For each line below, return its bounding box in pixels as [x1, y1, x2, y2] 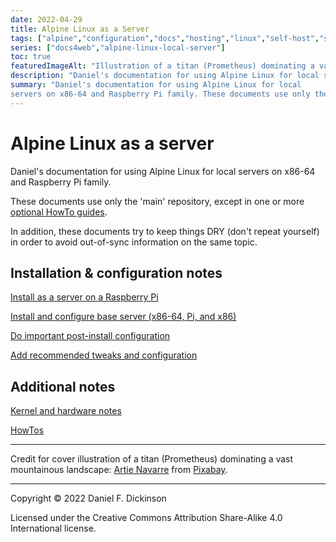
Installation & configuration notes [10, 264, 223, 281]
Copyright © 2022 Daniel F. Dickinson [10, 492, 167, 505]
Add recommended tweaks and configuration [10, 349, 198, 361]
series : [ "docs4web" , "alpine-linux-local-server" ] [10, 42, 226, 53]
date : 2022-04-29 [10, 14, 83, 25]
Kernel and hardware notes [10, 405, 122, 417]
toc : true [10, 52, 52, 62]
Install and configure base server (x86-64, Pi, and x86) [10, 311, 237, 323]
